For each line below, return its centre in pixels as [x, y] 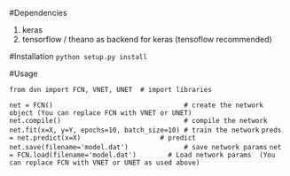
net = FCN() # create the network [137, 105]
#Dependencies [39, 13]
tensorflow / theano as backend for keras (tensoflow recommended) [147, 39]
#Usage [24, 73]
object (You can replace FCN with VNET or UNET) [101, 113]
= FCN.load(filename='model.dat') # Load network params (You [142, 155]
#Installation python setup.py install [78, 56]
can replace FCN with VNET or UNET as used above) [105, 163]
